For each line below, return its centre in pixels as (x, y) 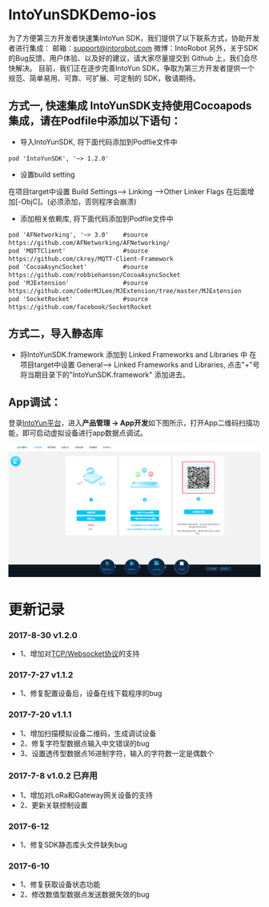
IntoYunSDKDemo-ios (82, 15)
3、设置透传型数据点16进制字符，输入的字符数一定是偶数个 (117, 753)
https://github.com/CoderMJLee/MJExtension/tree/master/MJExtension (125, 291)
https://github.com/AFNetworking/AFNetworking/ (89, 242)
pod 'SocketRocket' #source (78, 299)
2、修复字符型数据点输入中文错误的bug (84, 743)
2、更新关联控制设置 (54, 805)
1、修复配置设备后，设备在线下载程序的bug (91, 693)
